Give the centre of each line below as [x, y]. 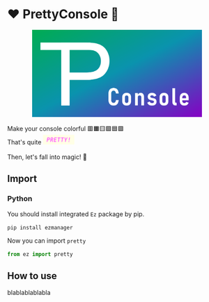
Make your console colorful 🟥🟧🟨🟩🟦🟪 [65, 128]
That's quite [24, 142]
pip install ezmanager [40, 227]
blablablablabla [29, 293]
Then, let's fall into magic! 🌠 [47, 157]
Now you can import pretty [47, 241]
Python [20, 199]
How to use [32, 276]
